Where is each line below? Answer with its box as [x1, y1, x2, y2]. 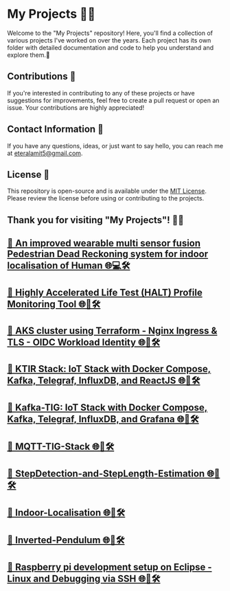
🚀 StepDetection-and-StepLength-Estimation [7, 467, 205, 479]
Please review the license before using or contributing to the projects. [7, 194, 205, 202]
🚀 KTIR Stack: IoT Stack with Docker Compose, [7, 363, 211, 375]
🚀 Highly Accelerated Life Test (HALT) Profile [7, 286, 203, 298]
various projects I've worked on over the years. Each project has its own [7, 36, 211, 44]
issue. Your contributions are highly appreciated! [7, 103, 145, 112]
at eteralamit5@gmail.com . [7, 149, 83, 157]
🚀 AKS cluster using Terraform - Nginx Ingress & [7, 325, 218, 336]
